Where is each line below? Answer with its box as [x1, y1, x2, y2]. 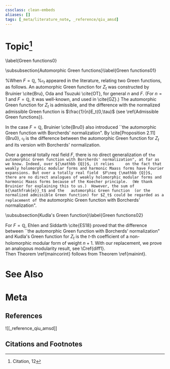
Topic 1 [5, 39, 33, 52]
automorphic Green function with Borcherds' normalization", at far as [5, 157, 159, 162]
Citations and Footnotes [5, 340, 82, 349]
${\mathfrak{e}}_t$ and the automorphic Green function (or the [5, 188, 151, 193]
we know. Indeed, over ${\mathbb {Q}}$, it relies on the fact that [5, 161, 162, 166]
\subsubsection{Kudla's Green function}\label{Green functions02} [5, 212, 144, 218]
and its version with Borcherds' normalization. [5, 141, 101, 147]
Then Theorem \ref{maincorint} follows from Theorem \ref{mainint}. [5, 250, 147, 256]
